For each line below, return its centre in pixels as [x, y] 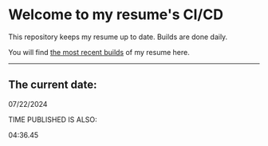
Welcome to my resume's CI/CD [116, 15]
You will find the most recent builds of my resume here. [99, 52]
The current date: [53, 85]
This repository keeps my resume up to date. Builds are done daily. [118, 37]
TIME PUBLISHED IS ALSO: [53, 119]
